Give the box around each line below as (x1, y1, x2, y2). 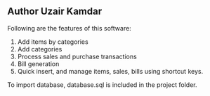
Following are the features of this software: (7, 24, 131, 32)
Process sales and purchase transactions (17, 52, 137, 61)
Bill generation (17, 59, 60, 68)
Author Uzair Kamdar (7, 6, 103, 17)
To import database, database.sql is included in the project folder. (7, 80, 197, 89)
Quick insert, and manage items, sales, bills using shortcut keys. (17, 67, 204, 75)
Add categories (17, 45, 63, 53)
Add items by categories (17, 38, 89, 46)
